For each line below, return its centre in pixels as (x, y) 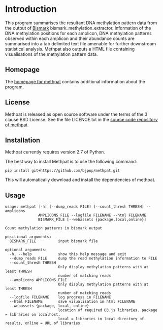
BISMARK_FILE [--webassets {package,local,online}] (92, 220)
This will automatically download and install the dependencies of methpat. (80, 180)
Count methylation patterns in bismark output (54, 228)
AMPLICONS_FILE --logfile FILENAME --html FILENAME (92, 216)
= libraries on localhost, (33, 315)
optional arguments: (26, 250)
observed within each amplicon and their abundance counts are (70, 38)
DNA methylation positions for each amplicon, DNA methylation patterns (78, 33)
